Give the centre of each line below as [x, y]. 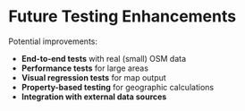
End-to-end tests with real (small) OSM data [104, 58]
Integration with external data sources [94, 97]
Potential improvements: [53, 41]
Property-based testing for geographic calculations [118, 87]
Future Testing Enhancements [122, 17]
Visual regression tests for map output [93, 77]
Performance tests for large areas [85, 68]
